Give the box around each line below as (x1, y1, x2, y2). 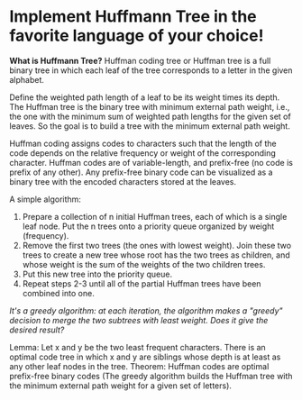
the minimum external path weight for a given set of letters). (9, 380, 233, 391)
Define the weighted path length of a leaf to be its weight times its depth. (9, 92, 280, 103)
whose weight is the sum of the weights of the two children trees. (22, 259, 266, 269)
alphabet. (9, 74, 45, 85)
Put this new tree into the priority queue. (22, 268, 173, 279)
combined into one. (22, 287, 95, 298)
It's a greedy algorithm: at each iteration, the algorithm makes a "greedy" (9, 305, 283, 316)
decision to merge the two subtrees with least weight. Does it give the (9, 314, 269, 325)
